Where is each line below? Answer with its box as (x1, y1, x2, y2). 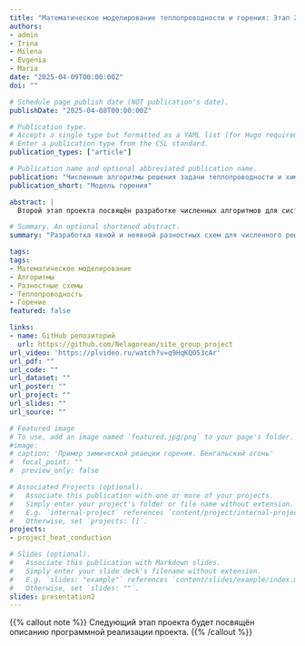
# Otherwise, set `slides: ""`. (9, 583, 141, 592)
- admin (9, 30, 39, 39)
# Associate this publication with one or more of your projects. (9, 490, 274, 500)
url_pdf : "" (9, 357, 54, 366)
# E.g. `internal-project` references (9, 508, 165, 517)
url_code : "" (9, 365, 59, 374)
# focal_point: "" (9, 458, 84, 467)
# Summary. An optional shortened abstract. (9, 222, 181, 232)
